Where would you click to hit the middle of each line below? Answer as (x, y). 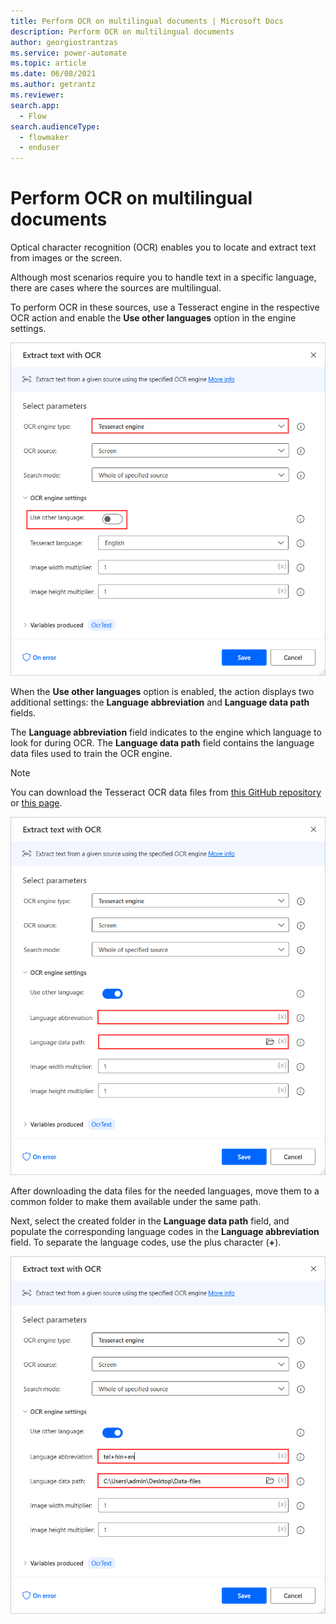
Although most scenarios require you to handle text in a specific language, (163, 277)
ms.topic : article (48, 63)
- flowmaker (44, 137)
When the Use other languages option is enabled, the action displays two (162, 692)
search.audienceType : (55, 126)
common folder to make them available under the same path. (136, 1201)
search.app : (35, 105)
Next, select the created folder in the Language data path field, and (150, 1221)
